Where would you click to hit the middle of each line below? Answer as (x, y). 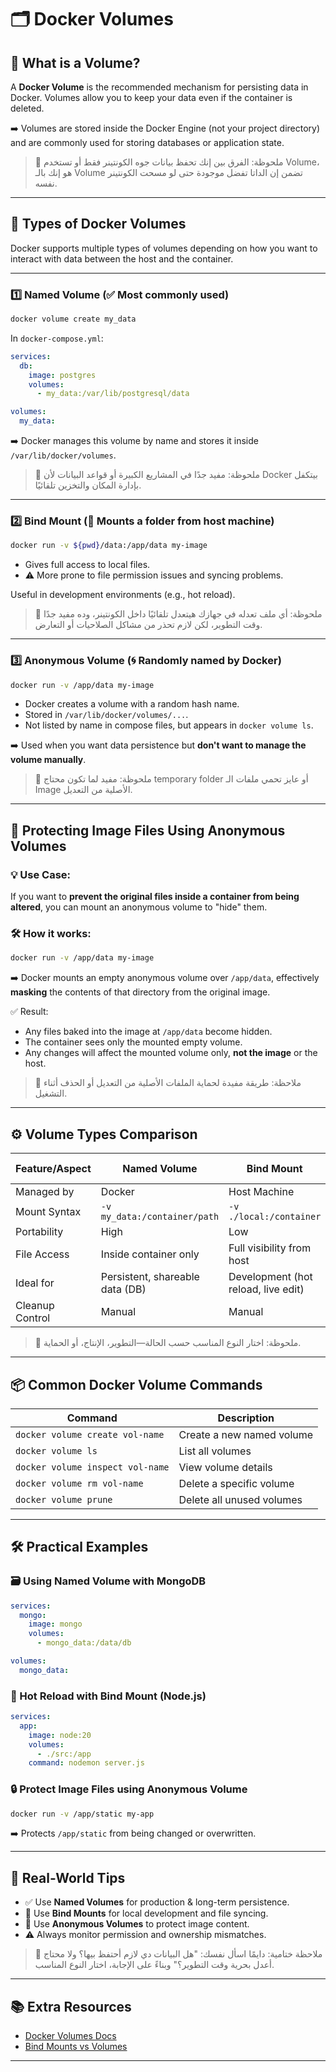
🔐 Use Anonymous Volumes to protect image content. (137, 1924)
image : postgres (62, 375)
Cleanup (35, 1306)
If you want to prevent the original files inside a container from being (155, 897)
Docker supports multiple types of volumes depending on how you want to (164, 248)
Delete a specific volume (236, 1483)
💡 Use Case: (41, 874)
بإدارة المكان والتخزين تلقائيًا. (88, 485)
